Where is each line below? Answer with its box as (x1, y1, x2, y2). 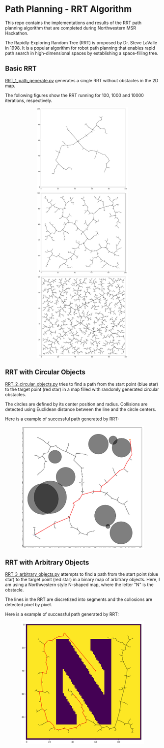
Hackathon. (5, 30, 28, 36)
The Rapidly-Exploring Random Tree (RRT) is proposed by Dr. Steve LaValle (5, 39, 158, 45)
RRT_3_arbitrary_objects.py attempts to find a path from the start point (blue (5, 571, 159, 577)
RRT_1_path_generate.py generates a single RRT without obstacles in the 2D (5, 77, 159, 83)
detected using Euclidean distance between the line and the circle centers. (5, 406, 156, 412)
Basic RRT (5, 64, 37, 73)
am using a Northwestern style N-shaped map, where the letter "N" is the (5, 582, 154, 588)
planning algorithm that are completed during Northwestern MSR (5, 25, 137, 31)
